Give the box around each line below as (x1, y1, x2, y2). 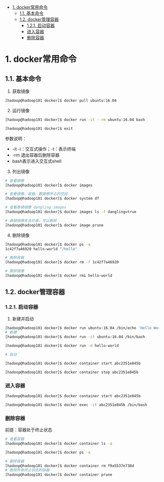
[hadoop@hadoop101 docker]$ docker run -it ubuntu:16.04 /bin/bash (5, 335, 145, 340)
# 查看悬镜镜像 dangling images (5, 205, 67, 210)
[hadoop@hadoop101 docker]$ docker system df (5, 196, 99, 201)
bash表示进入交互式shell (12, 158, 62, 164)
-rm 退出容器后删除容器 (12, 152, 60, 158)
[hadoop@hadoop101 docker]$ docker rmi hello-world (5, 273, 112, 278)
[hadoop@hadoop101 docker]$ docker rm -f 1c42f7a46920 (5, 260, 119, 265)
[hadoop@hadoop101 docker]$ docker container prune (5, 472, 112, 477)
